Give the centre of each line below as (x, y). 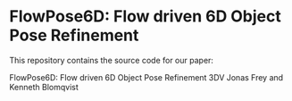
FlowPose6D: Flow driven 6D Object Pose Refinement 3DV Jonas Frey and (146, 77)
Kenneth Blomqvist (44, 87)
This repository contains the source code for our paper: (112, 60)
